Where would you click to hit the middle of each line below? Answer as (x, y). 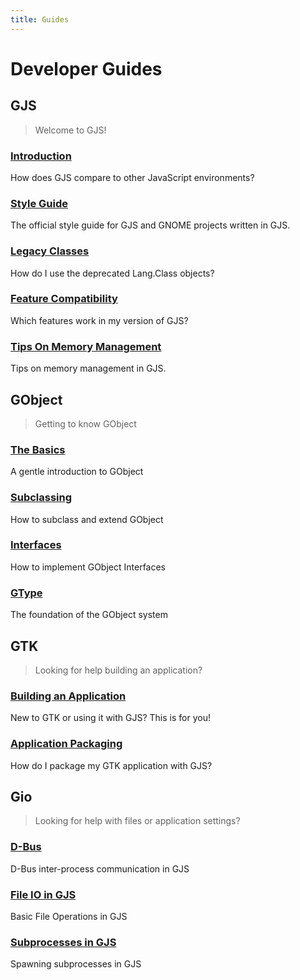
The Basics (38, 449)
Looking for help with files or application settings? (137, 821)
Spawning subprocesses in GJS (76, 964)
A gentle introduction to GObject (77, 472)
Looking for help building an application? (118, 670)
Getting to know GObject (85, 423)
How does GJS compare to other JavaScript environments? (132, 177)
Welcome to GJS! (70, 130)
